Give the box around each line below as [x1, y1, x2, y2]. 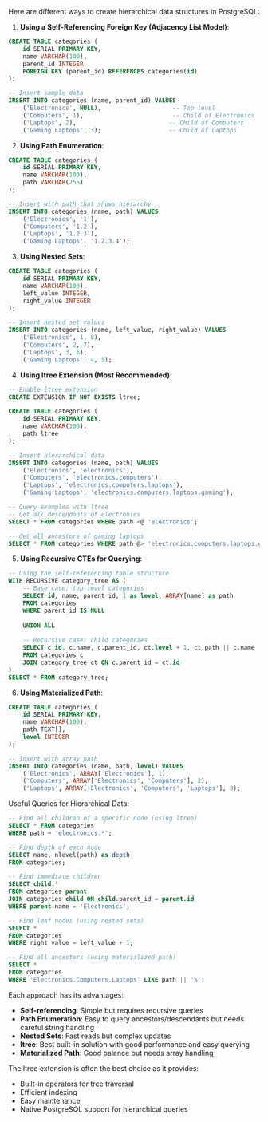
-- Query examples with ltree [8, 503, 109, 511]
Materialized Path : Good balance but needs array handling [19, 1048, 214, 1057]
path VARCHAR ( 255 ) [22, 179, 84, 187]
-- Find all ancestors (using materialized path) [8, 954, 177, 962]
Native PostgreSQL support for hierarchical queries [19, 1104, 189, 1114]
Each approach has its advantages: [8, 990, 124, 1000]
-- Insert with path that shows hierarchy [8, 200, 152, 208]
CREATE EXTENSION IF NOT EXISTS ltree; [8, 393, 141, 401]
